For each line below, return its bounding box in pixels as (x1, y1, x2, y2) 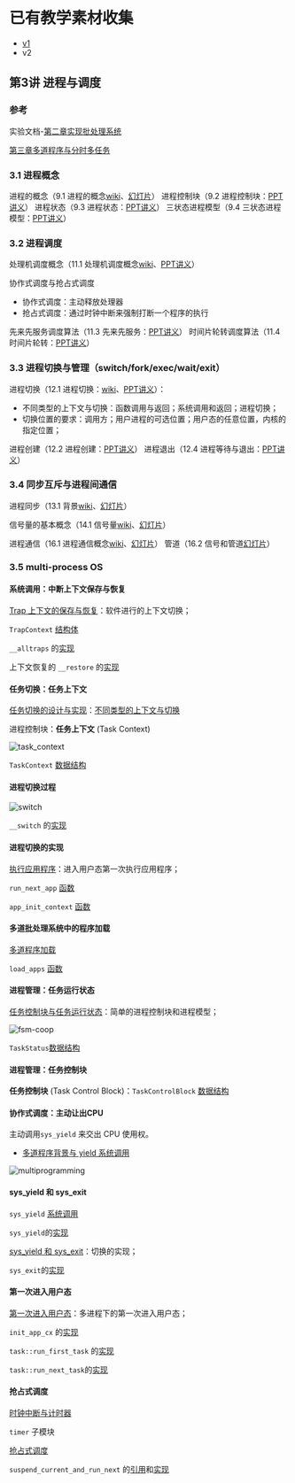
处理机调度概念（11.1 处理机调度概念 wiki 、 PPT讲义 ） (9, 259, 199, 270)
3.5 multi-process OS (9, 560, 104, 573)
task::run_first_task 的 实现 (9, 1345, 115, 1356)
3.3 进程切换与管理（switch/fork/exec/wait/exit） (9, 362, 226, 375)
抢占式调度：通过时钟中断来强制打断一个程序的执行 (21, 307, 209, 319)
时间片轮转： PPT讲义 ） (9, 337, 95, 348)
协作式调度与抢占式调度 (9, 278, 95, 289)
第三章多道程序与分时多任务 (9, 144, 111, 155)
